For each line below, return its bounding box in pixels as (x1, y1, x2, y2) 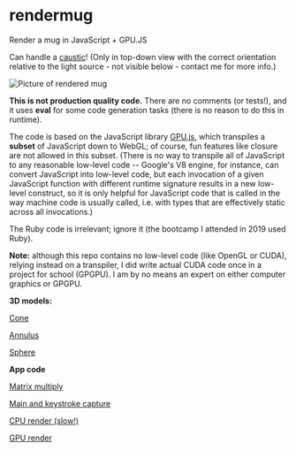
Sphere (9, 347, 36, 357)
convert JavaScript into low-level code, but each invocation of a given (9, 169, 264, 180)
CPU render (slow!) (9, 415, 80, 425)
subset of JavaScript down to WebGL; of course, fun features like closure (9, 141, 278, 151)
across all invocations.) (9, 206, 94, 217)
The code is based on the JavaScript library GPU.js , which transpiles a (9, 131, 265, 141)
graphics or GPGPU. (9, 278, 82, 288)
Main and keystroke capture (9, 398, 111, 409)
